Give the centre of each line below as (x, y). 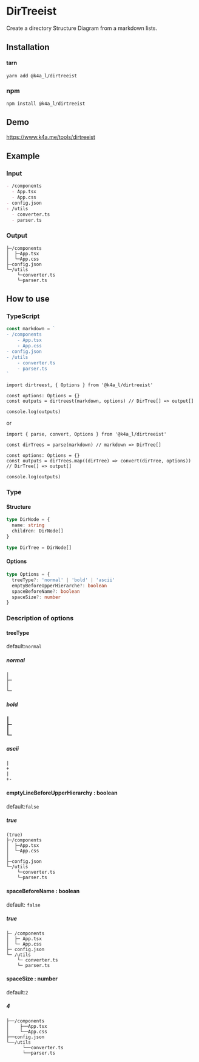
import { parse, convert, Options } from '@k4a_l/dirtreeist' (86, 434)
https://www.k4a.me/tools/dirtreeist (51, 137)
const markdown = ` (31, 329)
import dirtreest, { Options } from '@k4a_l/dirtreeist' (80, 385)
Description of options (40, 618)
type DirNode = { (28, 520)
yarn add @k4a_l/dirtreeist (42, 76)
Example (23, 156)
